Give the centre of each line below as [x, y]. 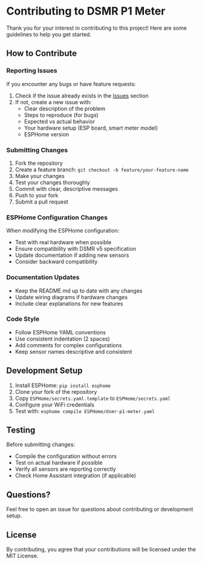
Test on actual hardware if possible [59, 463]
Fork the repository [39, 163]
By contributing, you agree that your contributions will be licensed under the [101, 549]
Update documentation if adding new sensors [72, 255]
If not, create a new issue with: [53, 102]
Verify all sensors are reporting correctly [65, 469]
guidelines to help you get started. [49, 34]
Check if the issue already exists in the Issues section [82, 96]
